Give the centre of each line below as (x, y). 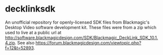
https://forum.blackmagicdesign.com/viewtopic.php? (89, 42)
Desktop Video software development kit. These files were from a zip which (81, 27)
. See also (25, 42)
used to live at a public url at (33, 32)
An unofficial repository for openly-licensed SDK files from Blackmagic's (77, 22)
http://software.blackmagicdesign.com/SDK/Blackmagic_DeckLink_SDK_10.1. (81, 38)
